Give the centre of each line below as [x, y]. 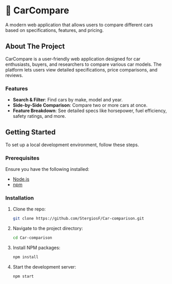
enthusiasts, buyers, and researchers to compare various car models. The [83, 64]
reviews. [14, 75]
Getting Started [31, 132]
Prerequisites [22, 158]
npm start [23, 277]
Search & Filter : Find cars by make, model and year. [68, 100]
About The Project [35, 47]
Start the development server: [44, 267]
